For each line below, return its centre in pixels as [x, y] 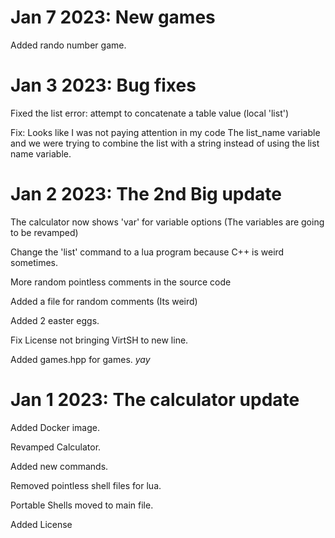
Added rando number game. [68, 45]
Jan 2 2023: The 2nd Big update [146, 194]
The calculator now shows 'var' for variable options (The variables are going [167, 222]
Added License [41, 524]
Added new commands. [59, 466]
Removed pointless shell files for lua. [86, 485]
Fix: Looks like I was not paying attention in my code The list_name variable [165, 132]
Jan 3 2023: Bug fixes [103, 85]
